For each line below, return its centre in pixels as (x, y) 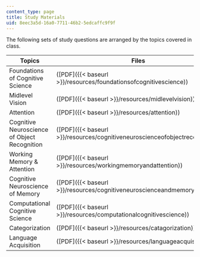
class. (13, 46)
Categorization (30, 228)
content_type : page (30, 12)
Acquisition (25, 245)
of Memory (25, 194)
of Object (22, 137)
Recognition (26, 145)
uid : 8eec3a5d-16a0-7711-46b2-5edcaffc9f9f (61, 23)
